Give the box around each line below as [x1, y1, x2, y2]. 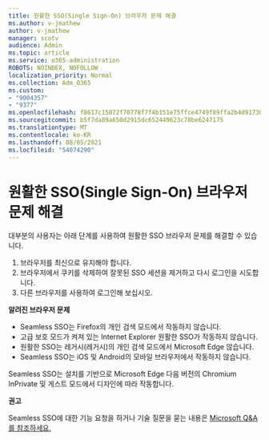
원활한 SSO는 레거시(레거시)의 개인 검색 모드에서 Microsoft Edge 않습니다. [19, 342, 255, 352]
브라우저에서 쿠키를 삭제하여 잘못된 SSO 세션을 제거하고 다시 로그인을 [19, 268, 238, 277]
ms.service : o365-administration [8, 57, 120, 65]
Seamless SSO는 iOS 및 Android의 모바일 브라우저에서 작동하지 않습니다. [19, 352, 251, 361]
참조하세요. [16, 423, 52, 433]
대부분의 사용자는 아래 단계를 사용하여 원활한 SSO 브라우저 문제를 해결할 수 [8, 231, 243, 240]
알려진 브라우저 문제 [8, 305, 70, 315]
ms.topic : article [8, 49, 70, 57]
